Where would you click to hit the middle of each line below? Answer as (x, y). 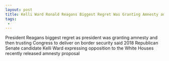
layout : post (19, 10)
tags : (11, 19)
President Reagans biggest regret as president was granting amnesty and (81, 38)
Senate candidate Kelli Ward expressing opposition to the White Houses (79, 48)
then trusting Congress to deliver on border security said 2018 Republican (82, 43)
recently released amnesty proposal (43, 54)
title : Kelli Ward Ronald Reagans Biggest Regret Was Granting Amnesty (82, 14)
